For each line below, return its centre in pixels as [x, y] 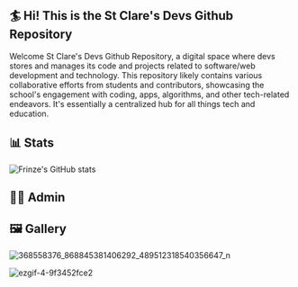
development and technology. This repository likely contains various [136, 75]
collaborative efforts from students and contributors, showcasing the [137, 85]
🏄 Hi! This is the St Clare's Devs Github [122, 16]
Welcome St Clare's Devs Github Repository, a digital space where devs [143, 56]
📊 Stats [32, 143]
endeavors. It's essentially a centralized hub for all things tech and [132, 103]
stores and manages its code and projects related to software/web [133, 66]
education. [29, 113]
